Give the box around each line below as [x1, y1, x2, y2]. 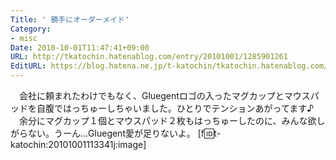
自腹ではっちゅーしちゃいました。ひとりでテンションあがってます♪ [36, 102, 315, 114]
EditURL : [10, 61, 47, 71]
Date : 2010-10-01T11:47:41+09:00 [10, 42, 150, 53]
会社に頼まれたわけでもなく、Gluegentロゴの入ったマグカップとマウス [18, 90, 311, 101]
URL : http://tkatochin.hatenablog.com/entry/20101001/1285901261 [10, 52, 288, 62]
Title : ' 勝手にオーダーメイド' [10, 14, 130, 25]
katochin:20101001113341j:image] [10, 139, 147, 150]
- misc [10, 33, 38, 43]
